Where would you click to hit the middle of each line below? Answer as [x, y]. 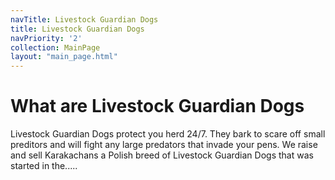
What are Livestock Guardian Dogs [157, 106]
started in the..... [44, 166]
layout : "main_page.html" [64, 57]
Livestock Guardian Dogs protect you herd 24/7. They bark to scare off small [168, 134]
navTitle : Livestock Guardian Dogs [84, 19]
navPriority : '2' [46, 38]
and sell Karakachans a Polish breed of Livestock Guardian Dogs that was [162, 155]
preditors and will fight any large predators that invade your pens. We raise [164, 145]
